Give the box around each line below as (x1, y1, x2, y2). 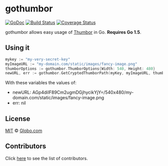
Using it (5, 43, 30, 52)
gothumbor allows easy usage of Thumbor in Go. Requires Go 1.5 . (5, 29, 141, 35)
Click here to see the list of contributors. (5, 155, 88, 161)
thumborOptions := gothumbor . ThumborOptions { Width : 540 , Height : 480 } (5, 66, 155, 71)
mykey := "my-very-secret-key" (5, 57, 70, 62)
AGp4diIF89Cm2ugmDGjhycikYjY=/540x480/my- (32, 89, 134, 95)
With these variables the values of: (5, 80, 76, 86)
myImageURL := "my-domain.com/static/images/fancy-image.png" (5, 61, 137, 66)
